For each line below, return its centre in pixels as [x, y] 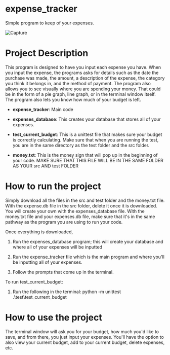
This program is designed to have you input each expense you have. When [83, 67]
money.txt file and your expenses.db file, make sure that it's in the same [80, 217]
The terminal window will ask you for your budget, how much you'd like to [82, 331]
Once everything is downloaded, [39, 232]
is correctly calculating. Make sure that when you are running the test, [86, 139]
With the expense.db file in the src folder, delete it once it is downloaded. [81, 205]
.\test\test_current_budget [40, 297]
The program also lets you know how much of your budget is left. [73, 99]
